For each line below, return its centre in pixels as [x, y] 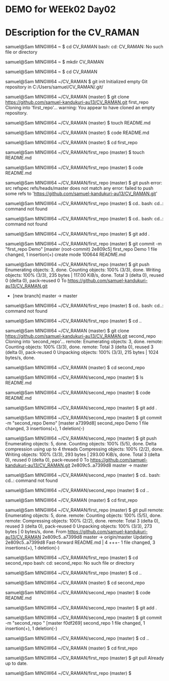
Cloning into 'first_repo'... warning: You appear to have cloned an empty [80, 108]
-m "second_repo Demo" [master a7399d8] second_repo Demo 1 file [77, 423]
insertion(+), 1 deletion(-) [31, 629]
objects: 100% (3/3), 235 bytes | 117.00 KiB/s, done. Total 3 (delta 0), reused [85, 275]
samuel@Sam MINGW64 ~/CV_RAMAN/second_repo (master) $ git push [81, 438]
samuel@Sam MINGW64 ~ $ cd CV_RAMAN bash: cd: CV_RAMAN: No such [84, 47]
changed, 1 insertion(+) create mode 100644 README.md [66, 254]
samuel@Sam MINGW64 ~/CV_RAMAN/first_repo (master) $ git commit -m [83, 244]
